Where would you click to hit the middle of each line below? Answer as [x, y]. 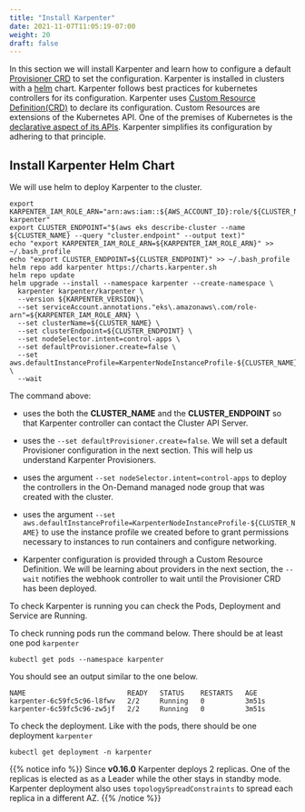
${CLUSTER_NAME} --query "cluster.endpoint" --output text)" [128, 236]
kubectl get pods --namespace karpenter [87, 660]
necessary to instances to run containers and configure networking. [149, 542]
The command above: [50, 396]
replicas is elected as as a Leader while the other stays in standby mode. [145, 779]
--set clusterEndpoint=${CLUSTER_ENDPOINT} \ [105, 331]
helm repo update [42, 276]
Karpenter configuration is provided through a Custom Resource [143, 559]
